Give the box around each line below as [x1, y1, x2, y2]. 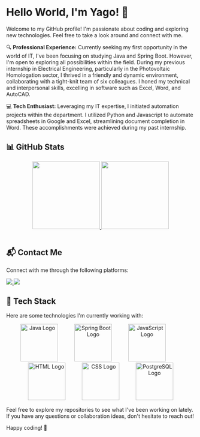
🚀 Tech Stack [6, 296, 56, 306]
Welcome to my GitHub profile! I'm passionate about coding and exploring [6, 25, 189, 32]
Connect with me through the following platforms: [6, 267, 129, 274]
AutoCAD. [6, 90, 31, 98]
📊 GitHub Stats [6, 142, 65, 152]
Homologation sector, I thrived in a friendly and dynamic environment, [6, 71, 178, 79]
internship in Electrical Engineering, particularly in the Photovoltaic [6, 65, 171, 72]
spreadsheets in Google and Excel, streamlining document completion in [6, 117, 185, 125]
